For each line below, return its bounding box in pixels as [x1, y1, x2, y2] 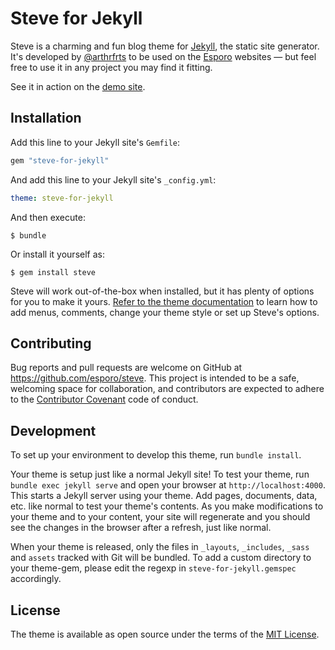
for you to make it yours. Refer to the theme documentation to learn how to [10, 295, 318, 307]
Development [10, 422, 97, 439]
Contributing [10, 335, 92, 352]
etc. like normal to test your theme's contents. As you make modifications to [10, 500, 324, 512]
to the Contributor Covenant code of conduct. [10, 393, 199, 406]
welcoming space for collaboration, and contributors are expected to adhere [10, 383, 325, 395]
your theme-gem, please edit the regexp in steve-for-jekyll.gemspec [10, 562, 297, 574]
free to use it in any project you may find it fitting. [10, 61, 213, 73]
